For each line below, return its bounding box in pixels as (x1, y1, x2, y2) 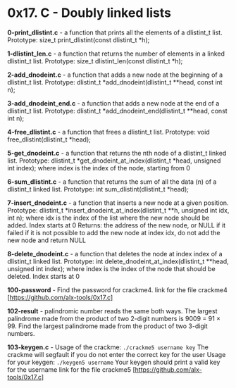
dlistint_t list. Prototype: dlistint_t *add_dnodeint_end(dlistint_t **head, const (7, 106, 228, 115)
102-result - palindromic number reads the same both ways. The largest (7, 306, 218, 315)
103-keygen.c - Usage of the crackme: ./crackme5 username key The (7, 343, 209, 351)
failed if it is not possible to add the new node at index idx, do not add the (7, 228, 221, 237)
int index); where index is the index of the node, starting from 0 (7, 163, 190, 172)
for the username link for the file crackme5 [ (7, 365, 135, 374)
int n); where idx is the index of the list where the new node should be (7, 213, 210, 222)
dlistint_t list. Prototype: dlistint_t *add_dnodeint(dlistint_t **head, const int (7, 77, 223, 86)
